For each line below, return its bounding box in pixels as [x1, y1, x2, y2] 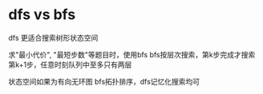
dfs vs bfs [8, 6, 76, 24]
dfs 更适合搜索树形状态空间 [8, 33, 99, 42]
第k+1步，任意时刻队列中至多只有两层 [8, 60, 132, 69]
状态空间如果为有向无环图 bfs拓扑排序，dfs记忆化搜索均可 [8, 76, 200, 86]
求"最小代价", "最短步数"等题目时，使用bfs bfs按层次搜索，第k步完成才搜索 [8, 49, 256, 59]
